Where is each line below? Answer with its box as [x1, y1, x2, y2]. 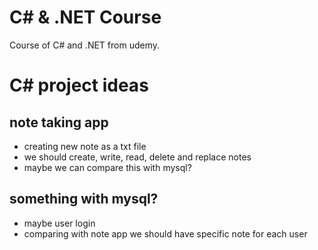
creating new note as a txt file [23, 140, 147, 152]
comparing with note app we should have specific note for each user [23, 227, 308, 240]
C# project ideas [9, 74, 149, 97]
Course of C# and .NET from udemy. [9, 39, 160, 51]
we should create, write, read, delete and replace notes [23, 151, 252, 163]
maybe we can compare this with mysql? [23, 161, 192, 173]
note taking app [9, 114, 109, 131]
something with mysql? [9, 191, 159, 208]
